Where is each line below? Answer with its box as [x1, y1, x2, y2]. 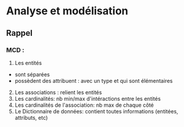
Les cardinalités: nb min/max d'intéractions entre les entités [14, 95, 161, 102]
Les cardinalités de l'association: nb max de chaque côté [14, 101, 154, 109]
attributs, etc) [14, 114, 48, 121]
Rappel [6, 28, 33, 38]
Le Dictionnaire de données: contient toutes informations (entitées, [14, 107, 179, 114]
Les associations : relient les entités [14, 88, 102, 96]
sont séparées [14, 70, 50, 78]
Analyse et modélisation [6, 4, 129, 18]
